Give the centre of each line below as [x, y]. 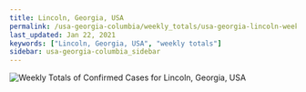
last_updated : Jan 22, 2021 [63, 35]
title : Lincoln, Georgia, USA [67, 18]
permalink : [30, 26]
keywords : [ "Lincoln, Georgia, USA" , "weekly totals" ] [116, 43]
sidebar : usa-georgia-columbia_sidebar [85, 52]
